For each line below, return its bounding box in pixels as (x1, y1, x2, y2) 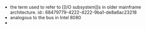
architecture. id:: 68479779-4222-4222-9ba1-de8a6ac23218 (10, 9, 137, 15)
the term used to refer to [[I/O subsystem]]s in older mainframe (10, 4, 141, 10)
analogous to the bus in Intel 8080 (10, 15, 82, 20)
